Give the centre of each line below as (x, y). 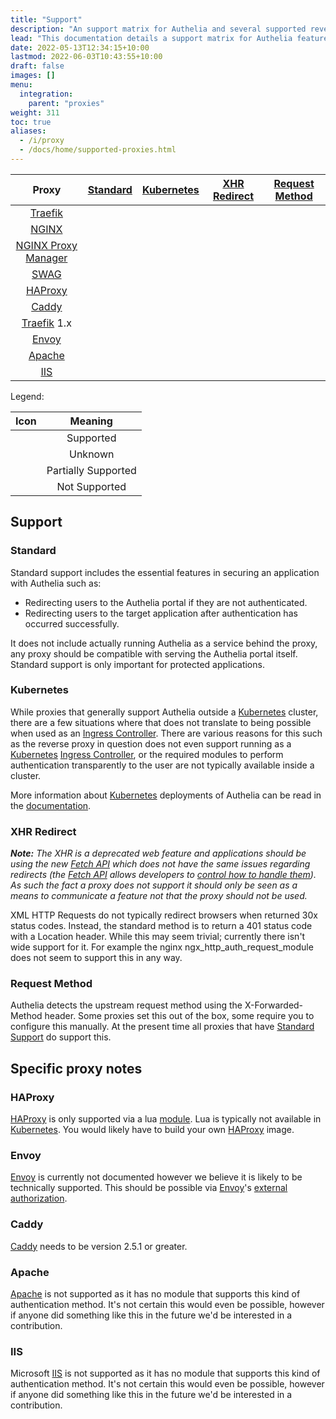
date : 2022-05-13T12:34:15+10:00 (80, 47)
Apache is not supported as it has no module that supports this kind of (155, 1294)
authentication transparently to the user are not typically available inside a (162, 765)
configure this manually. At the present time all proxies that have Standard (162, 1027)
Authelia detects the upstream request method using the (126, 1005)
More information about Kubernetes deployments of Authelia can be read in (166, 795)
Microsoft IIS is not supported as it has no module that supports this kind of (165, 1373)
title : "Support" (46, 19)
